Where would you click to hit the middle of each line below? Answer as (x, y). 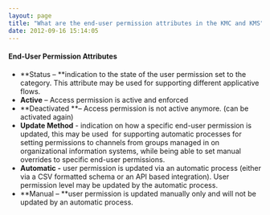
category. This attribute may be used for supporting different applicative (139, 83)
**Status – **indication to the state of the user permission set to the (133, 74)
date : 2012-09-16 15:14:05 (53, 30)
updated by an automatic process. (77, 202)
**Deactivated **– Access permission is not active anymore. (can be (134, 108)
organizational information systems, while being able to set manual (130, 151)
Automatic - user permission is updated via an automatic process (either (141, 168)
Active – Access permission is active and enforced (104, 99)
